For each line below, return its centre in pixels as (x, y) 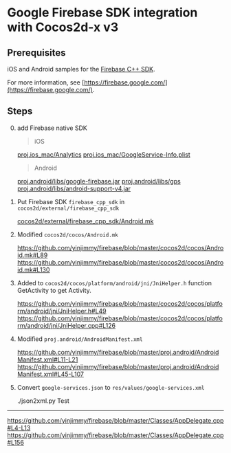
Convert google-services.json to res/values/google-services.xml (111, 387)
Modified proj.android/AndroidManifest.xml (80, 339)
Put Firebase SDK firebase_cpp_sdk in (71, 201)
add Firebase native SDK (52, 128)
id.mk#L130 (33, 269)
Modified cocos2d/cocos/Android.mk (67, 234)
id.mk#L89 (32, 255)
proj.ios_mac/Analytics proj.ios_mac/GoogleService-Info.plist (103, 154)
